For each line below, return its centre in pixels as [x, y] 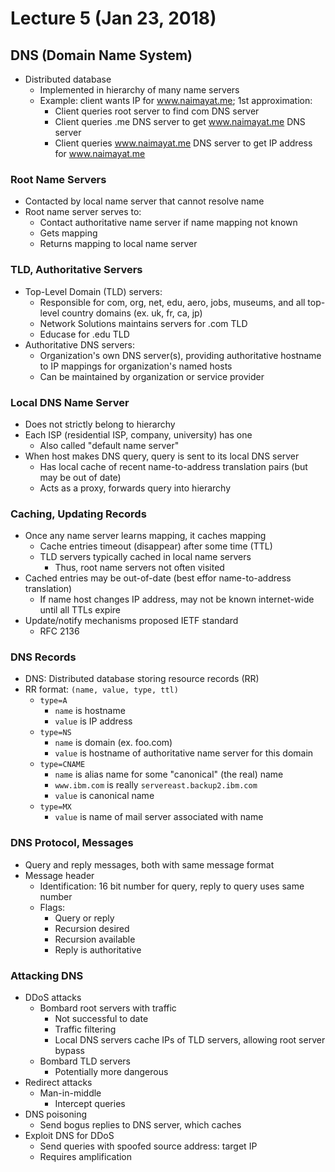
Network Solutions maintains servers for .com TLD [143, 323]
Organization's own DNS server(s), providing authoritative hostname [180, 355]
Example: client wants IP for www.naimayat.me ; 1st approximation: [176, 100]
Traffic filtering [85, 1029]
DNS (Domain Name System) [101, 55]
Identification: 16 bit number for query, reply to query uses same [172, 886]
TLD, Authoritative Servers [76, 270]
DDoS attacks [53, 998]
